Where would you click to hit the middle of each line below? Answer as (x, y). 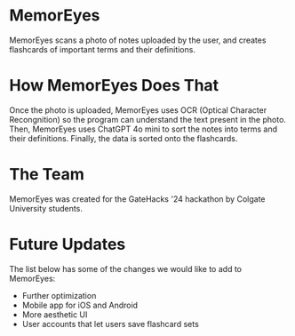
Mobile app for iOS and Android (80, 305)
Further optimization (59, 295)
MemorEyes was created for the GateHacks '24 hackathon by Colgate (137, 199)
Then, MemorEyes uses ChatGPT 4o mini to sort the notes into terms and (144, 129)
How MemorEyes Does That (114, 86)
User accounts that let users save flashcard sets (111, 324)
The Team (47, 175)
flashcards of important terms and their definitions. (102, 49)
